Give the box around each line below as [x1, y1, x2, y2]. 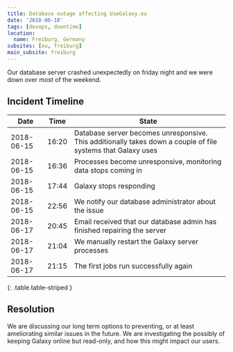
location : [7, 29, 36, 37]
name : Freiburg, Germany [13, 36, 85, 43]
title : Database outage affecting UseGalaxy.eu [7, 10, 148, 17]
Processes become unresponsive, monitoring [74, 157, 222, 166]
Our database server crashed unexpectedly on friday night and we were [7, 67, 214, 77]
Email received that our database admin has [74, 216, 217, 226]
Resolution [7, 303, 55, 315]
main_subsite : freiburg [7, 49, 76, 56]
